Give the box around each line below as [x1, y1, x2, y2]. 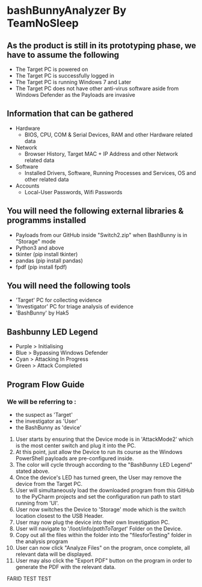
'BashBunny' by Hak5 [15, 309, 69, 316]
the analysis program [15, 538, 69, 545]
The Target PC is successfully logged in [15, 72, 115, 79]
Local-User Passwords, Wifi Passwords [24, 188, 123, 195]
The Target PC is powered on [15, 66, 88, 73]
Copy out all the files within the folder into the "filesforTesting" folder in [15, 531, 192, 538]
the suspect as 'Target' [15, 411, 73, 418]
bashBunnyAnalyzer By [7, 4, 127, 17]
